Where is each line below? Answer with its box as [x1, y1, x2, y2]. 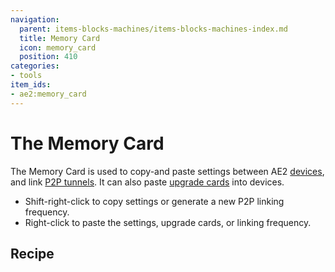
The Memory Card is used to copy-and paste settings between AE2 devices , [10, 165, 325, 177]
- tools [10, 71, 43, 81]
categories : [10, 61, 60, 71]
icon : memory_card [19, 42, 97, 53]
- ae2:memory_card [10, 89, 87, 99]
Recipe [10, 245, 55, 262]
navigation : [10, 14, 60, 25]
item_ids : [10, 80, 52, 90]
